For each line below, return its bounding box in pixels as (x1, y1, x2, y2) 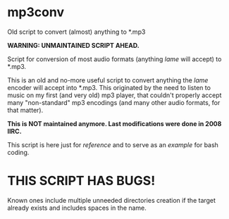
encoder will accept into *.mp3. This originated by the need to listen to (7, 83, 211, 92)
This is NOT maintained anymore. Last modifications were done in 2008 (7, 119, 222, 127)
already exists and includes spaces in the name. (7, 204, 147, 212)
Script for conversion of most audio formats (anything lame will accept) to (7, 54, 222, 63)
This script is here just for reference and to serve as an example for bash (7, 140, 218, 149)
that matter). (7, 106, 44, 114)
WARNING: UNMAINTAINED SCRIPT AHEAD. (7, 41, 140, 49)
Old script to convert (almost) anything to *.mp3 (7, 27, 146, 36)
